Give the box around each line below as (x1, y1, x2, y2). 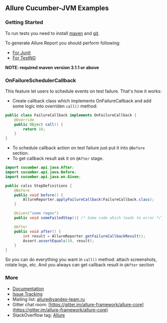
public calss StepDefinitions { (5, 183, 72, 188)
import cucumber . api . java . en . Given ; (5, 174, 81, 179)
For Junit (12, 49, 31, 55)
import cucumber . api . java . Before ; (5, 170, 77, 175)
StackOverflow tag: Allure (12, 312, 66, 318)
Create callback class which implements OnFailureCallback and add (12, 98, 152, 104)
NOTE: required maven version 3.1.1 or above (5, 64, 99, 70)
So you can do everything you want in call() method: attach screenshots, (5, 256, 158, 263)
